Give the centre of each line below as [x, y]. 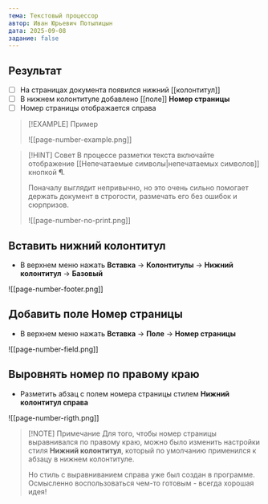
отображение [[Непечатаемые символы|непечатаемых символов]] [144, 164]
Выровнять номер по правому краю [104, 374]
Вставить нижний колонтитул [87, 246]
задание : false [34, 38]
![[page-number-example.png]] [80, 140]
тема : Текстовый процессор [53, 16]
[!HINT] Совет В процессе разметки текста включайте [121, 155]
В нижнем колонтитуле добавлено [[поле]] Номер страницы [125, 99]
